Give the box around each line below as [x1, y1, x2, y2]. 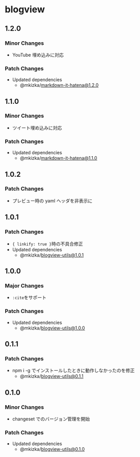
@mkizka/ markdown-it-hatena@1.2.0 [19, 82, 98, 88]
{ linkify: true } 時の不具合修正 [12, 241, 83, 247]
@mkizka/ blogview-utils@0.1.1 [19, 373, 84, 379]
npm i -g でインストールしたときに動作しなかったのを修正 [12, 368, 135, 374]
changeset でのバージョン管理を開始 [12, 415, 90, 422]
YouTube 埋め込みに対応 [12, 51, 64, 58]
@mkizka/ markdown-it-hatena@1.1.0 [19, 155, 97, 161]
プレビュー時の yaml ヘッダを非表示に [12, 197, 93, 204]
